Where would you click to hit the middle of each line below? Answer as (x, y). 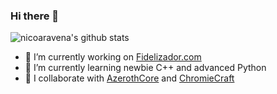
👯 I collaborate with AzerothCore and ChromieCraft (129, 78)
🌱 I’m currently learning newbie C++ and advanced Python (145, 68)
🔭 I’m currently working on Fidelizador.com (113, 57)
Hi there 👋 (35, 16)
